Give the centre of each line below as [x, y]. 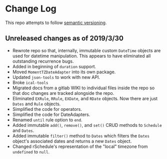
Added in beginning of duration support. [54, 66]
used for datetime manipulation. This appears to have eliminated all [81, 56]
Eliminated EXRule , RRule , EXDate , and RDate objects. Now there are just [85, 98]
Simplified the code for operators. [47, 109]
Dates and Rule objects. [36, 104]
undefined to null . [31, 151]
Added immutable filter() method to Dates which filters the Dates [81, 135]
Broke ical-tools [30, 82]
